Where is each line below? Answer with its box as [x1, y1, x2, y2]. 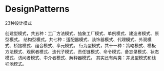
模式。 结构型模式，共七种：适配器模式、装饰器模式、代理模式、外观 [9, 36, 147, 42]
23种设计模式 [5, 20, 32, 26]
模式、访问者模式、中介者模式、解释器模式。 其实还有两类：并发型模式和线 [5, 54, 156, 60]
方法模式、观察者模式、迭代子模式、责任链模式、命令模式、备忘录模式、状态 [5, 49, 159, 54]
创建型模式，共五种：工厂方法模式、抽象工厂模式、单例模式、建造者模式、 [5, 30, 155, 36]
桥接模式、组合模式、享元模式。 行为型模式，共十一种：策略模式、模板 [13, 42, 156, 48]
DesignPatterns [5, 3, 70, 15]
